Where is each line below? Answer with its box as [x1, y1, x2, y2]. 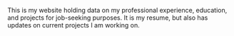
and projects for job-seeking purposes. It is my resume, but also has [7, 13, 208, 22]
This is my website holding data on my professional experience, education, [7, 6, 228, 14]
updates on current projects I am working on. [7, 21, 141, 29]
